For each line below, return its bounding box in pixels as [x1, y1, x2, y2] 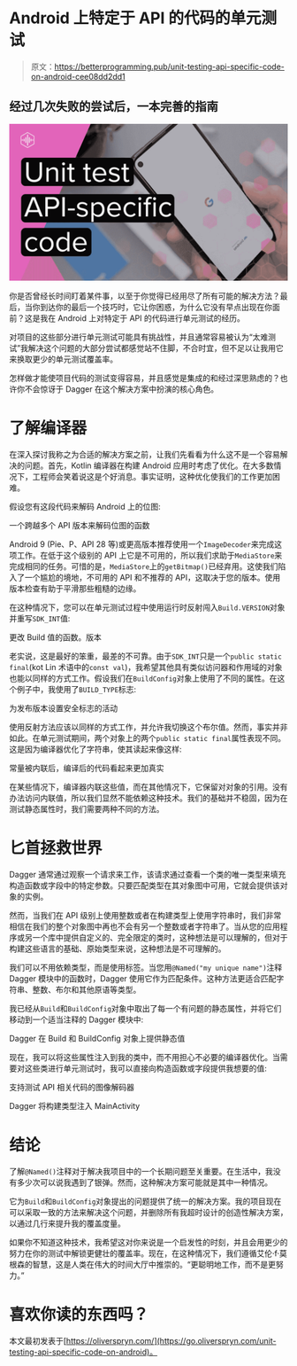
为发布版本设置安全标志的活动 [9, 703, 118, 714]
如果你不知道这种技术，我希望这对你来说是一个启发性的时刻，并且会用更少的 [9, 1237, 288, 1248]
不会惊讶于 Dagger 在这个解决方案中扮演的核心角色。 [24, 384, 219, 394]
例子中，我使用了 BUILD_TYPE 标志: [16, 684, 137, 695]
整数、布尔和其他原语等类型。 [32, 985, 141, 995]
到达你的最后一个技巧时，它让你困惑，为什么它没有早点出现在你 [39, 302, 272, 313]
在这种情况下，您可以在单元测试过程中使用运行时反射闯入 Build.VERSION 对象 [9, 602, 286, 613]
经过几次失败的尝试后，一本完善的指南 [9, 99, 218, 114]
